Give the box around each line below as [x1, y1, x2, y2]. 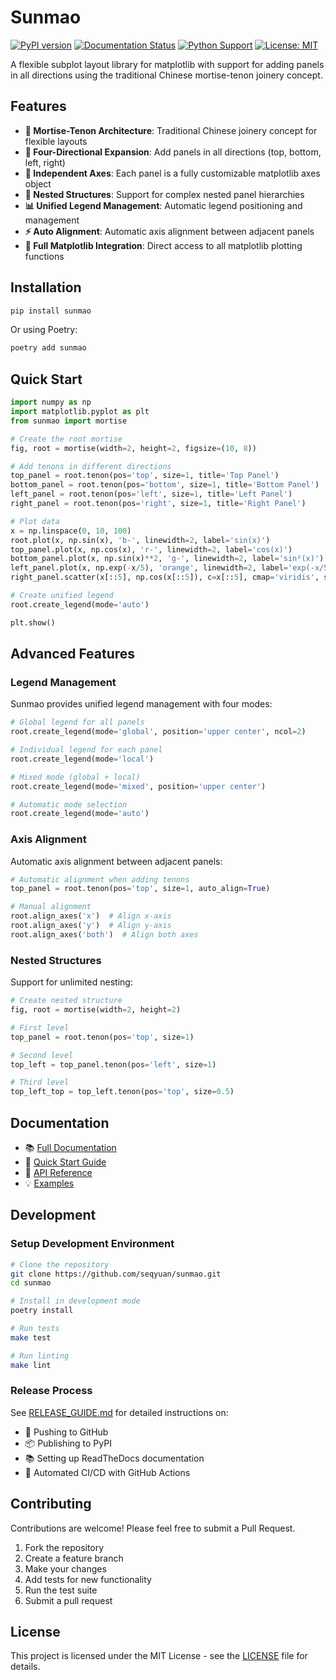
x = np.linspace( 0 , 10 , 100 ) [10, 526, 132, 536]
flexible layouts [24, 135, 88, 147]
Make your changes [24, 1562, 107, 1575]
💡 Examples [24, 1177, 75, 1189]
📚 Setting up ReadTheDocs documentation [24, 1452, 205, 1464]
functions [24, 250, 65, 262]
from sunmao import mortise [10, 416, 128, 426]
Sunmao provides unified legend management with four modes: [10, 698, 273, 710]
